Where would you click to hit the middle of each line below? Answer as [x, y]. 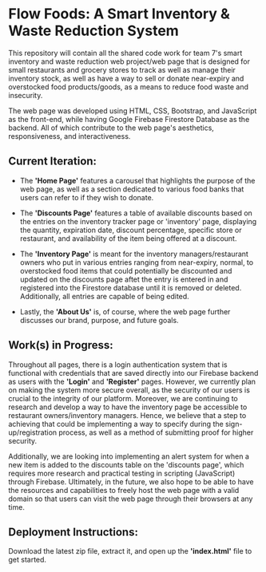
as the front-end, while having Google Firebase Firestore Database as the [129, 119]
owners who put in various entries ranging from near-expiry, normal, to [137, 262]
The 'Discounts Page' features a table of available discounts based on [136, 213]
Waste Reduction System [94, 31]
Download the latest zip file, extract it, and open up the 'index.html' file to [130, 551]
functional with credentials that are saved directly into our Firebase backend [133, 373]
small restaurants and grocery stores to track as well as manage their [122, 69]
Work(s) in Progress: [61, 345]
